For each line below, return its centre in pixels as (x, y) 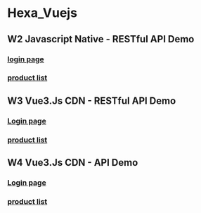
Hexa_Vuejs (42, 13)
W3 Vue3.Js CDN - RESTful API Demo (92, 101)
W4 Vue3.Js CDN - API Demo (73, 163)
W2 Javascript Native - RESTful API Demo (101, 39)
